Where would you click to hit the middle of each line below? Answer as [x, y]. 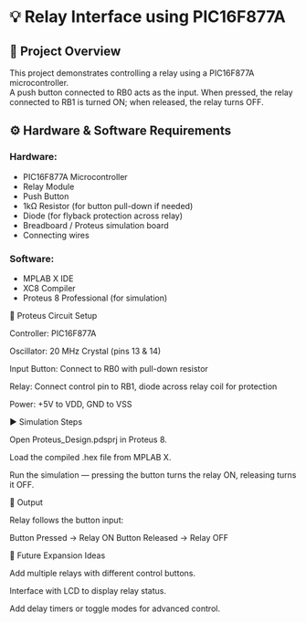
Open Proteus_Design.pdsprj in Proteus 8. [88, 439]
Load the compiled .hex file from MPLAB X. [90, 457]
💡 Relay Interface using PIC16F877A [148, 17]
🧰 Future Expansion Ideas [58, 555]
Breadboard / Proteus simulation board [95, 225]
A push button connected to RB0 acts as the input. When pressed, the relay [152, 92]
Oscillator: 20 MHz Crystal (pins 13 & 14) [85, 351]
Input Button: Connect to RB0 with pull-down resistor [109, 368]
